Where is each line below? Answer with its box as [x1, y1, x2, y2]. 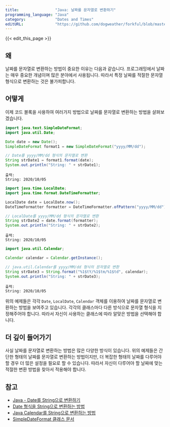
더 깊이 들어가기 [5, 333, 52, 341]
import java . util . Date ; [5, 130, 56, 135]
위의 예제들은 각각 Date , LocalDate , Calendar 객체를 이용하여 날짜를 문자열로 [5, 298, 157, 304]
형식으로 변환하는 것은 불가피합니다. [5, 78, 76, 84]
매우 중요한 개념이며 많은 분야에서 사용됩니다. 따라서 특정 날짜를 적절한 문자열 [10, 72, 163, 78]
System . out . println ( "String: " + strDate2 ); [5, 223, 101, 228]
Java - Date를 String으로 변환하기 [12, 397, 81, 403]
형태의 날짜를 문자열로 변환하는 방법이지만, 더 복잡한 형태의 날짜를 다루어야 [14, 354, 162, 360]
